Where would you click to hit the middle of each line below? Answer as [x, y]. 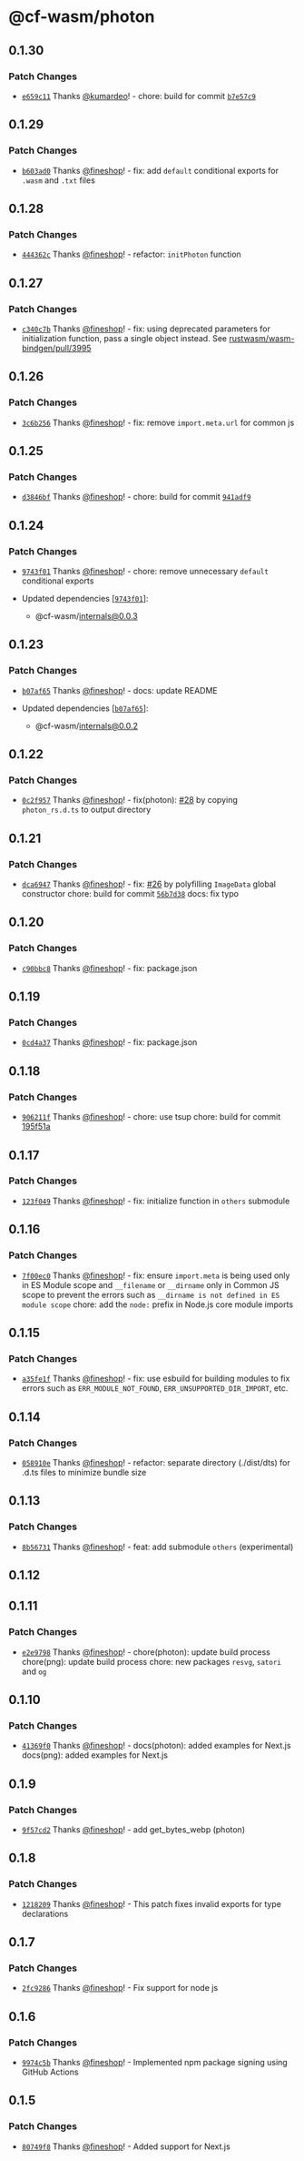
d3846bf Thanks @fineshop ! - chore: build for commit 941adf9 [136, 497]
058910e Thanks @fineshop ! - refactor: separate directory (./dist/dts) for [156, 1462]
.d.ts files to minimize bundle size [84, 1472]
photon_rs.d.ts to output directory [86, 810]
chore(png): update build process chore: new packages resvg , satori [152, 1661]
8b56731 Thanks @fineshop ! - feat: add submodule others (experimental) [157, 1547]
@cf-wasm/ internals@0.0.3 [86, 616]
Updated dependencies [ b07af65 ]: [85, 708]
